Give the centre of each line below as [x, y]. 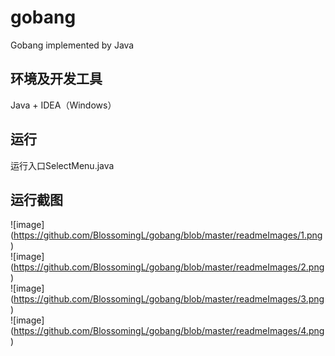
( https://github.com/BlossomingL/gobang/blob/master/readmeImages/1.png [166, 235]
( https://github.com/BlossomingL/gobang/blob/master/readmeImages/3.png [167, 299]
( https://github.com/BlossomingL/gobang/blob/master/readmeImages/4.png [167, 331]
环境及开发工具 [56, 79]
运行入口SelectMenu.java [62, 165]
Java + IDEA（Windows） [63, 105]
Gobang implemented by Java [72, 45]
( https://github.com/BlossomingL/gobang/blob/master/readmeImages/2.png [167, 267]
